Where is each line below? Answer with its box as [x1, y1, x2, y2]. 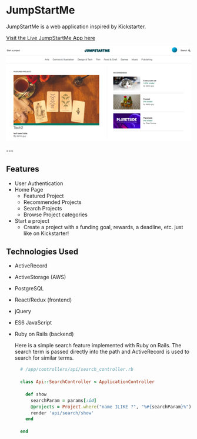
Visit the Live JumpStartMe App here [6, 34, 96, 41]
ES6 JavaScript [14, 319, 52, 326]
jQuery [14, 308, 31, 315]
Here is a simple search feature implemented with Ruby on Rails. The [14, 342, 182, 349]
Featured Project [23, 192, 64, 199]
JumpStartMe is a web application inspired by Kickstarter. [6, 23, 146, 30]
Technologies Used [6, 247, 78, 257]
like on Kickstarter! [23, 230, 69, 237]
